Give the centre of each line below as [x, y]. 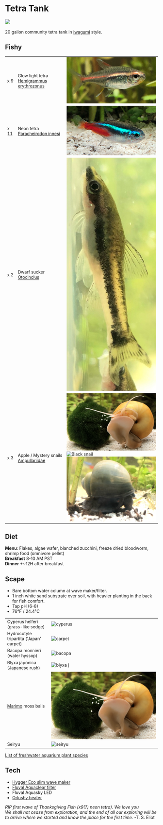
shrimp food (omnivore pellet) [35, 554]
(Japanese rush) [24, 668]
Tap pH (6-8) [25, 606]
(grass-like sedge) [26, 626]
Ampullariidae [32, 460]
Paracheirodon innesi [39, 134]
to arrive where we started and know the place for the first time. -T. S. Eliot [80, 817]
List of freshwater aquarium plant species [47, 755]
